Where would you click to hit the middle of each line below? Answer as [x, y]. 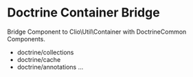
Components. [26, 38]
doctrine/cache [39, 59]
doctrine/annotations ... [50, 67]
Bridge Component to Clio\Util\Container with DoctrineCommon [97, 32]
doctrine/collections [45, 52]
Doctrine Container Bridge [83, 13]
